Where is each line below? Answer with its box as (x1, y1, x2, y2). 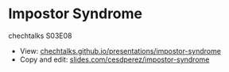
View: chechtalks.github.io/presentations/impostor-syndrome (19, 46, 221, 55)
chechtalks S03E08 (8, 31, 72, 40)
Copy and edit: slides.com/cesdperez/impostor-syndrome (19, 55, 210, 64)
